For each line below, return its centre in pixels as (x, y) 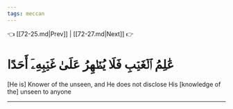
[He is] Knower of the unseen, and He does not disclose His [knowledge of (114, 84)
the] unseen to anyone (39, 92)
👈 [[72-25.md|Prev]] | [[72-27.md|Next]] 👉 (70, 34)
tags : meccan (26, 14)
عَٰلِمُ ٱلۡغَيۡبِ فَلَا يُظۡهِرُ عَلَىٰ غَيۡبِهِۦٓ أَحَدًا (91, 64)
